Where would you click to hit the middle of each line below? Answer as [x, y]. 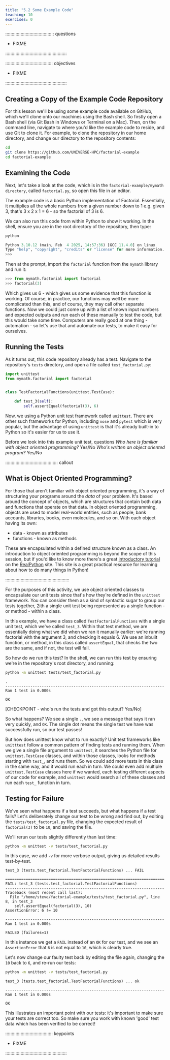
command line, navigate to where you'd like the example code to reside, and [85, 128]
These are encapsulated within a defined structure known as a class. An [81, 548]
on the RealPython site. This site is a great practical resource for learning [81, 564]
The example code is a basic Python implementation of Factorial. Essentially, [85, 200]
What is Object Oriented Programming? [69, 478]
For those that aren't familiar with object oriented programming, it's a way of [85, 490]
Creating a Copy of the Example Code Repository [84, 99]
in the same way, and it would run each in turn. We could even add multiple [84, 766]
